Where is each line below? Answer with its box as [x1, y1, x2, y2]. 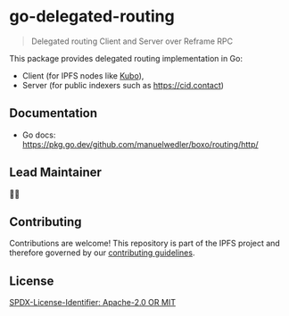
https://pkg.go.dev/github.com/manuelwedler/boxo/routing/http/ [21, 138, 259, 149]
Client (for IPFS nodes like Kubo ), [21, 70, 144, 81]
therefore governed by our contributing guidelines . [9, 247, 195, 258]
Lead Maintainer [9, 165, 103, 180]
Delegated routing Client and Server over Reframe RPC [30, 36, 234, 46]
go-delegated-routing [9, 6, 176, 27]
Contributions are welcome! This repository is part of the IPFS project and [9, 238, 281, 249]
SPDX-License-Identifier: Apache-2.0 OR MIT [9, 297, 177, 308]
